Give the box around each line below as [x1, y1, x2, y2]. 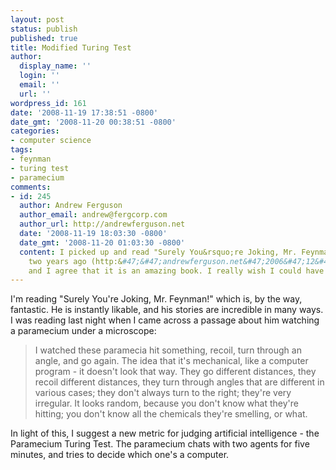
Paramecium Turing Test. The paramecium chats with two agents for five [10, 438, 310, 450]
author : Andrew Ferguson [19, 201, 123, 211]
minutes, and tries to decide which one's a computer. [10, 449, 230, 461]
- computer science [10, 136, 92, 146]
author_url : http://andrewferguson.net [19, 219, 186, 230]
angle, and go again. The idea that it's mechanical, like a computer [34, 355, 309, 367]
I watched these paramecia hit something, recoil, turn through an [34, 344, 302, 356]
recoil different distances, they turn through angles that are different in [34, 376, 325, 388]
